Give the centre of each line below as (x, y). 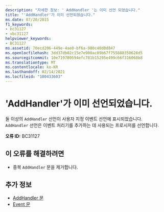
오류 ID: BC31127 (22, 136)
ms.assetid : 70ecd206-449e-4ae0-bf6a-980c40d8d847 (60, 48)
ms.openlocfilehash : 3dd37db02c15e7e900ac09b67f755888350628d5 (74, 53)
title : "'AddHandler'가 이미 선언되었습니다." (50, 15)
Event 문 (21, 204)
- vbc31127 (17, 34)
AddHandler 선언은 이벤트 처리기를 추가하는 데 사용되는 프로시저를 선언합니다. (82, 125)
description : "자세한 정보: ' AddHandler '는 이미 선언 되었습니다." (73, 10)
